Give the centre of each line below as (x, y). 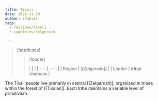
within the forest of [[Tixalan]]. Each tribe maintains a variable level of (74, 88)
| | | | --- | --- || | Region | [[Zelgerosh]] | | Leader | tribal (85, 69)
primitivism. (16, 93)
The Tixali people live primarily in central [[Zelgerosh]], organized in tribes (79, 83)
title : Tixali (19, 9)
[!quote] (37, 59)
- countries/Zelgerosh (32, 32)
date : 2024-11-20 (23, 14)
